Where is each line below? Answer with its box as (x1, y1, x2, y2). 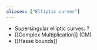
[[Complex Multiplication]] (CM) (14, 31, 92, 38)
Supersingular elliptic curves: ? (14, 25, 90, 32)
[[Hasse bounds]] (14, 37, 58, 44)
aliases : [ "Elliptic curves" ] (6, 8, 81, 15)
